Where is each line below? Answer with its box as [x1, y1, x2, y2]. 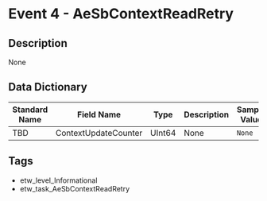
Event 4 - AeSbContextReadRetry [8, 5, 234, 23]
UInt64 [149, 127, 176, 138]
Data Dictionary [8, 80, 87, 94]
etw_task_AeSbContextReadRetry [19, 184, 130, 193]
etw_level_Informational [19, 176, 98, 185]
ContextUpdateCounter [55, 127, 143, 138]
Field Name [76, 109, 122, 120]
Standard [12, 104, 48, 115]
